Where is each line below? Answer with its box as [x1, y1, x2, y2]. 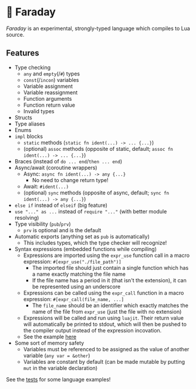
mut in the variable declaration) [23, 364, 98, 371]
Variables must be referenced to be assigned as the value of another [23, 345, 190, 352]
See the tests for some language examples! [6, 375, 111, 383]
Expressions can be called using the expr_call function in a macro [23, 289, 184, 296]
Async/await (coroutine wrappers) [14, 164, 98, 171]
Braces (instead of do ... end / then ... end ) [14, 157, 123, 164]
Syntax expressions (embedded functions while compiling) [14, 245, 157, 252]
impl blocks [14, 133, 43, 140]
